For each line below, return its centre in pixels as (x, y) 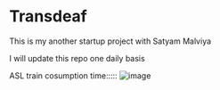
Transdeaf (48, 16)
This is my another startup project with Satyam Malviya (110, 41)
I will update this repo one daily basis (77, 58)
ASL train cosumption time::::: (63, 75)
